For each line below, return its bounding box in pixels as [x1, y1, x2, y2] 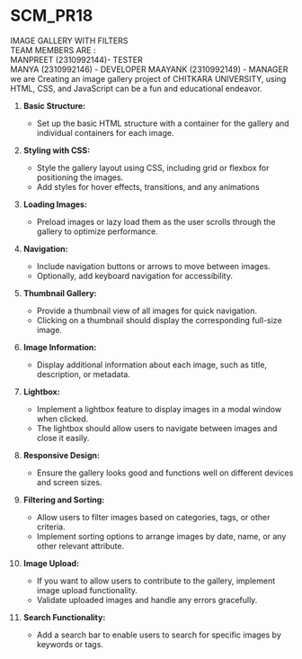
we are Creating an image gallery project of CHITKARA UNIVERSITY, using [10, 73, 287, 84]
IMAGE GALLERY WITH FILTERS [10, 35, 129, 46]
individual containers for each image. [36, 127, 174, 138]
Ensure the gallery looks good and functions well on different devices [36, 467, 294, 478]
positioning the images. [36, 172, 124, 183]
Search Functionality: [22, 611, 106, 622]
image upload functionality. [36, 584, 138, 595]
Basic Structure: [22, 100, 86, 111]
